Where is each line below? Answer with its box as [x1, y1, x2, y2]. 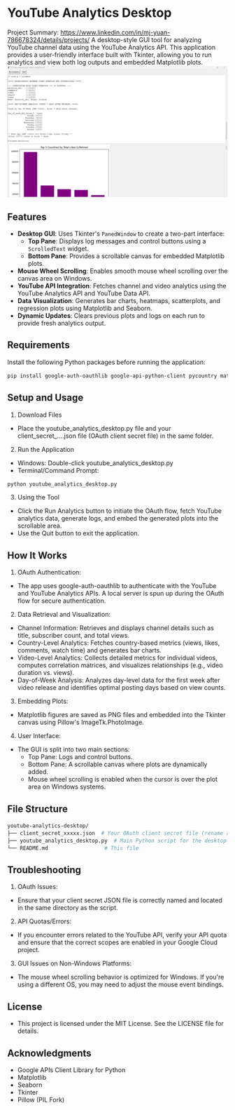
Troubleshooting [7, 864, 82, 876]
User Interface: [17, 732, 62, 740]
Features [7, 210, 47, 222]
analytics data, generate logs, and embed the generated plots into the [17, 514, 219, 523]
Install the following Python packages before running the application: [7, 358, 206, 366]
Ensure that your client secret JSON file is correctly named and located [17, 896, 222, 904]
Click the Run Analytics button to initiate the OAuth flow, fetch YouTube [17, 507, 222, 515]
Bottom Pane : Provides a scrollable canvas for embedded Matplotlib [27, 252, 225, 260]
